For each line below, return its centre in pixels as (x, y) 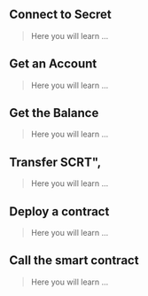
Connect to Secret (61, 15)
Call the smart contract (74, 261)
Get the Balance (54, 113)
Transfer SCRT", (55, 162)
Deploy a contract (59, 211)
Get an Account (53, 64)
